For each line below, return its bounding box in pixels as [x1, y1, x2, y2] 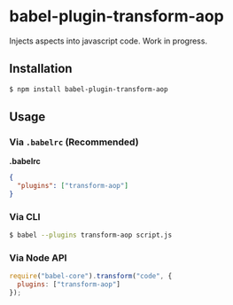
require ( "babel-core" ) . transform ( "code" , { [9, 272, 173, 281]
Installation [9, 61, 73, 76]
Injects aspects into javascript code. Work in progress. [9, 35, 208, 46]
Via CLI [9, 210, 41, 223]
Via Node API [9, 252, 67, 264]
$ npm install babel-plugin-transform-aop [9, 84, 168, 94]
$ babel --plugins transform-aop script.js [9, 231, 173, 240]
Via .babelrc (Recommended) [9, 136, 139, 148]
